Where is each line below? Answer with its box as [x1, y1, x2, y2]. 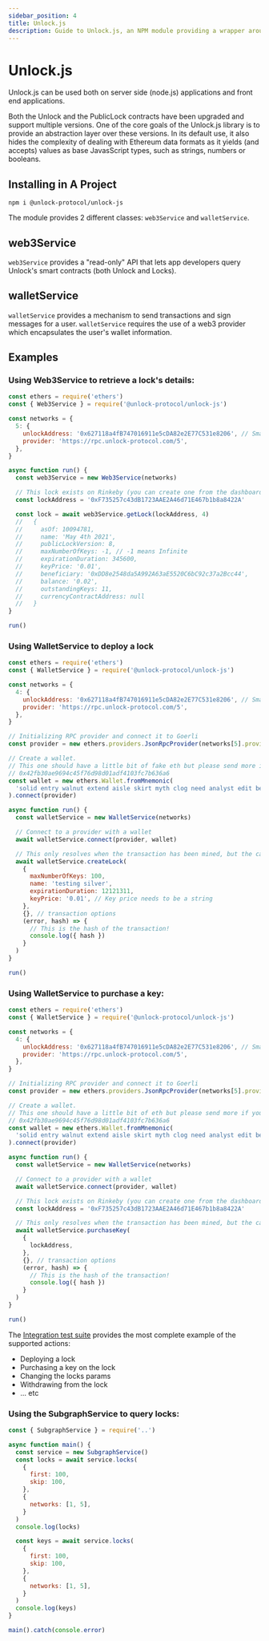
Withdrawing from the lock [19, 1380, 108, 1389]
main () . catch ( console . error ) [8, 1627, 106, 1635]
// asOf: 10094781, [15, 525, 94, 533]
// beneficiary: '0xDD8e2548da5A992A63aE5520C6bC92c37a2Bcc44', [15, 570, 249, 578]
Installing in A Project [8, 177, 118, 191]
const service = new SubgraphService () [15, 1448, 149, 1456]
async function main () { [8, 1441, 91, 1449]
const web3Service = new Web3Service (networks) [15, 474, 178, 482]
